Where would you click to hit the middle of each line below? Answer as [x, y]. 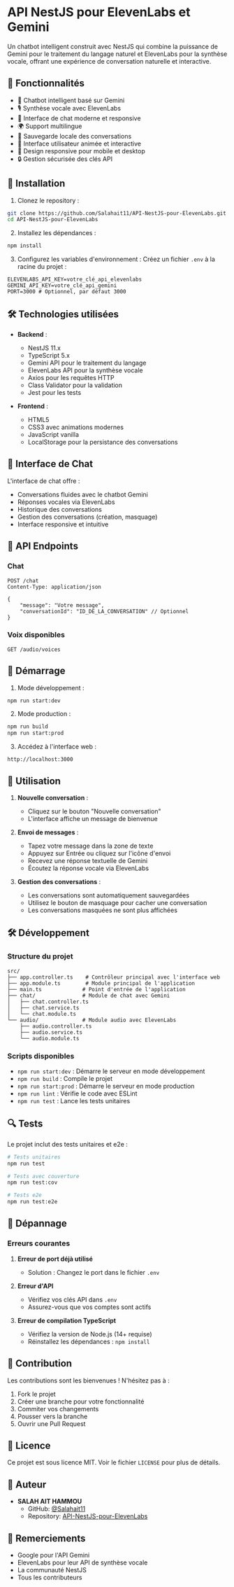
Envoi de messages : [48, 832]
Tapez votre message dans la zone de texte [90, 846]
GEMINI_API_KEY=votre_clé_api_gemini [62, 286]
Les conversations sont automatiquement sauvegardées [109, 895]
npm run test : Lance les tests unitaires [74, 1101]
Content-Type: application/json [54, 587]
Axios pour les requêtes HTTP [71, 378]
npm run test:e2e [32, 1202]
